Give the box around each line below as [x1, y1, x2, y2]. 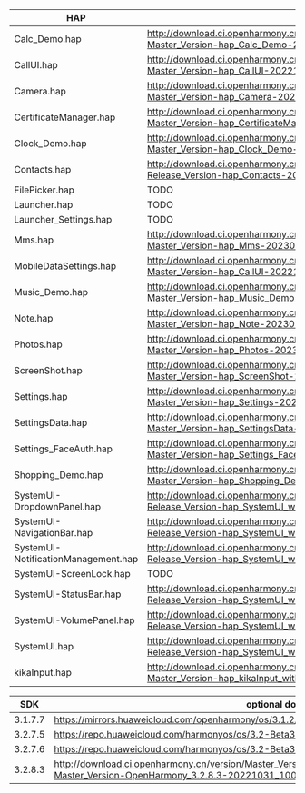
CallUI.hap [14, 59, 59, 71]
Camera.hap [14, 85, 66, 97]
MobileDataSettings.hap [14, 260, 116, 272]
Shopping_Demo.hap [14, 469, 103, 481]
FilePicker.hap [14, 183, 75, 196]
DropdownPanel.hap [14, 501, 102, 512]
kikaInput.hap [14, 667, 73, 679]
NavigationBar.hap [14, 527, 93, 539]
